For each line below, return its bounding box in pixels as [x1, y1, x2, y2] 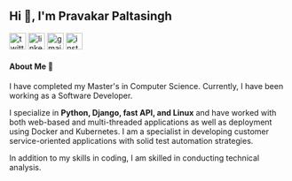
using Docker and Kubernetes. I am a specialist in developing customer [9, 126, 269, 137]
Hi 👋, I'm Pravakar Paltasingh [9, 9, 173, 24]
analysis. [9, 162, 42, 173]
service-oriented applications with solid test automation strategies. [9, 136, 254, 147]
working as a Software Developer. [9, 90, 133, 102]
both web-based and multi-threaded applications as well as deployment [9, 117, 272, 128]
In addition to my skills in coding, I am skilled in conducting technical [9, 153, 260, 163]
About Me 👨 [9, 61, 53, 72]
